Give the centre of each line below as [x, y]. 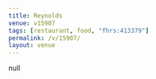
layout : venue [32, 45]
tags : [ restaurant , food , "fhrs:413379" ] [79, 30]
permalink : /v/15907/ [45, 38]
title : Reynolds [35, 16]
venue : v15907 [32, 23]
